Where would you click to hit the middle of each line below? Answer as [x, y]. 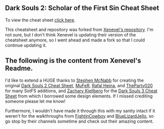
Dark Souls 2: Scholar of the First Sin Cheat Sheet [82, 8]
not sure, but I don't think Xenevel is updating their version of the [70, 34]
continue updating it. [26, 45]
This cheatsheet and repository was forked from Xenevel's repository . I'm [79, 30]
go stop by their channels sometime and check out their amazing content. [80, 121]
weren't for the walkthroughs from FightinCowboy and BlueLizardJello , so [80, 116]
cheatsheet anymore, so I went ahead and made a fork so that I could [75, 40]
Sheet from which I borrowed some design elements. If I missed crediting [79, 96]
